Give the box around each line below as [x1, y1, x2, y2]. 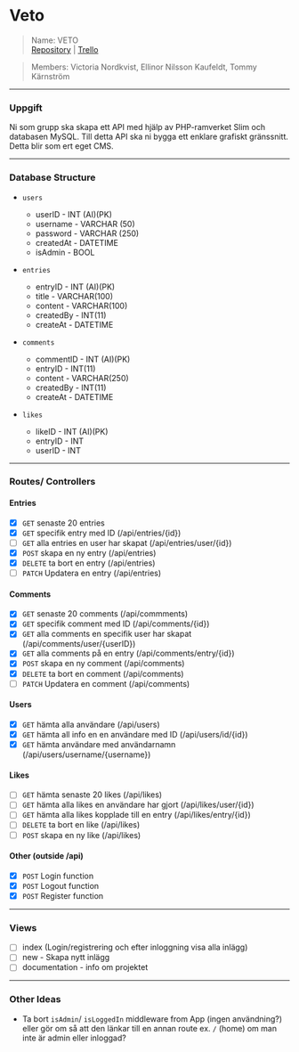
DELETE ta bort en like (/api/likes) [21, 820, 141, 830]
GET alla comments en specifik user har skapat [21, 629, 192, 640]
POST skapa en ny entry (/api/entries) [21, 547, 157, 558]
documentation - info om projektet [21, 962, 149, 973]
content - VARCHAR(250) [35, 372, 129, 383]
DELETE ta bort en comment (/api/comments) [21, 668, 184, 679]
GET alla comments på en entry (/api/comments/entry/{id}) [21, 648, 235, 659]
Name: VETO [30, 35, 79, 45]
